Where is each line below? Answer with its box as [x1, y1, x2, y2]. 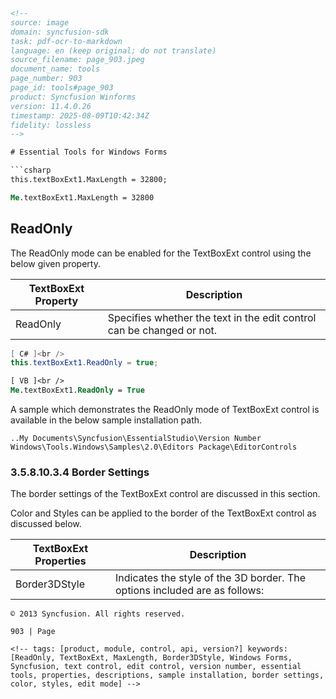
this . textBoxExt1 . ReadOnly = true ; [10, 358, 159, 368]
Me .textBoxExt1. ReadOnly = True [10, 385, 145, 396]
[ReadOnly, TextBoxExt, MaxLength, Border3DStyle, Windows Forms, [10, 653, 293, 663]
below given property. [10, 257, 101, 269]
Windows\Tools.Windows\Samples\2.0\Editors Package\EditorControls [10, 442, 298, 453]
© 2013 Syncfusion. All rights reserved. [10, 609, 186, 619]
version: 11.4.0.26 [10, 101, 92, 111]
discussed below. [10, 518, 82, 530]
